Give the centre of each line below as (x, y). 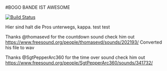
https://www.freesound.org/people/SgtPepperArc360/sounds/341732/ (79, 63)
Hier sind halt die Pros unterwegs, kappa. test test (58, 27)
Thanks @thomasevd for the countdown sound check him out (70, 37)
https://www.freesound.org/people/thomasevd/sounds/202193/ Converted (83, 42)
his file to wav (20, 47)
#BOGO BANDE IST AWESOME (38, 7)
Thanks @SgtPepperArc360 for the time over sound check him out (75, 57)
